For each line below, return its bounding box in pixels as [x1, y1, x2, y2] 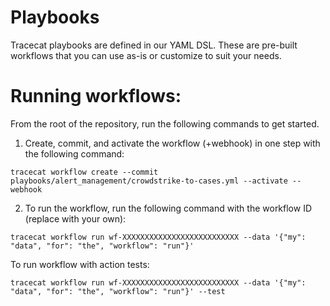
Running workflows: [10, 85, 182, 108]
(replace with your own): [24, 212, 127, 225]
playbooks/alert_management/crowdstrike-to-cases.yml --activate [10, 176, 288, 186]
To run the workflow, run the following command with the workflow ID [24, 202, 313, 214]
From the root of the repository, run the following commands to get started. [10, 117, 320, 130]
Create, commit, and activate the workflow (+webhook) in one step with [24, 137, 321, 149]
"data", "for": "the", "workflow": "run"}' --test [10, 286, 226, 296]
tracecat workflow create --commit [10, 167, 159, 177]
